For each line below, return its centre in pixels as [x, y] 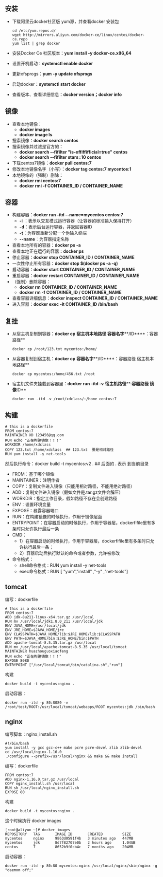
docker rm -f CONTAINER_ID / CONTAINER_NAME [71, 292]
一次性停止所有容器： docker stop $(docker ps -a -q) [65, 263]
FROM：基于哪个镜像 [33, 474]
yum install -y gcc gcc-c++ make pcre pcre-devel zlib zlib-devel [73, 747]
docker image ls [36, 134]
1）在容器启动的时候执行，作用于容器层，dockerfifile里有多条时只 [85, 541]
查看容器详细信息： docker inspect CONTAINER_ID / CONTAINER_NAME [85, 298]
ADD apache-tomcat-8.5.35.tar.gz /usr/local [51, 643]
